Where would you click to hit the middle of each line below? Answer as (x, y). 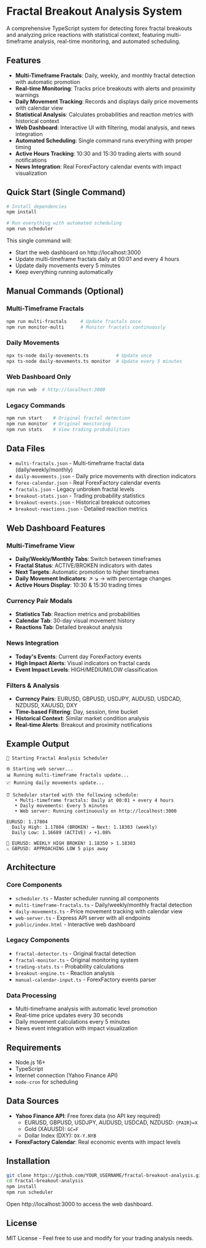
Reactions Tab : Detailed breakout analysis (69, 627)
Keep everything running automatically (64, 272)
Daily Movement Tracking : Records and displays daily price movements (106, 101)
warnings (27, 95)
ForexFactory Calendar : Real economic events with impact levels (98, 1142)
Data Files (26, 449)
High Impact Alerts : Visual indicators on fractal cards (83, 663)
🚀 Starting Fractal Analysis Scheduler (57, 758)
